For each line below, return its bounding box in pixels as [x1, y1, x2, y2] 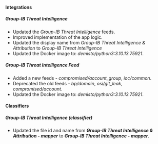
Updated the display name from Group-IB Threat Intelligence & [12, 39, 146, 45]
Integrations [5, 4, 32, 10]
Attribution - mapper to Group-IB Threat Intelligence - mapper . [12, 133, 150, 139]
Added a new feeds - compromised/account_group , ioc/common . [12, 75, 152, 81]
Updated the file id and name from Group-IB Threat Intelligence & [12, 128, 153, 134]
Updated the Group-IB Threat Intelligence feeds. [12, 29, 115, 35]
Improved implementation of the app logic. [12, 34, 103, 40]
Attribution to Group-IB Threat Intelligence [12, 45, 102, 51]
